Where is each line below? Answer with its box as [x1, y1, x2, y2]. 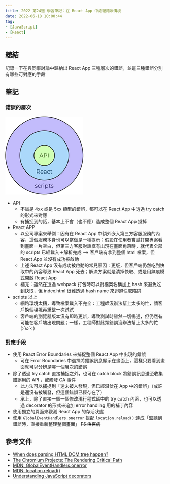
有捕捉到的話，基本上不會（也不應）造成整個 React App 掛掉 [20, 218, 147, 224]
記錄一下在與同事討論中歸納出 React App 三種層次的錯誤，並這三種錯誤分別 [5, 65, 163, 71]
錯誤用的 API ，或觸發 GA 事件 [12, 377, 76, 383]
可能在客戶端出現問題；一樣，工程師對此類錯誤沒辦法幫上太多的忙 [20, 319, 158, 325]
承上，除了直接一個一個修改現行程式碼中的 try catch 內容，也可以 [20, 395, 157, 402]
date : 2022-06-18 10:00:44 [5, 13, 62, 19]
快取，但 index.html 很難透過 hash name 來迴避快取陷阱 [24, 288, 141, 294]
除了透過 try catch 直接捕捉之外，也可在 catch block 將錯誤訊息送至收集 [12, 370, 163, 376]
